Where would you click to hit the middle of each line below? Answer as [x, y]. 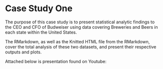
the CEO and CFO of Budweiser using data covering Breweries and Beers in [81, 27]
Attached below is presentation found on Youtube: [56, 61]
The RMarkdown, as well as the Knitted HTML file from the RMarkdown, [78, 41]
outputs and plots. [23, 52]
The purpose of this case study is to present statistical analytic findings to [80, 22]
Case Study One [39, 9]
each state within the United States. [41, 32]
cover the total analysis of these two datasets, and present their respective [81, 47]
